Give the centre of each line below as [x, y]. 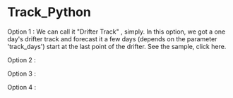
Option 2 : [22, 59]
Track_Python [49, 12]
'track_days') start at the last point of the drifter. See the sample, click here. [117, 46]
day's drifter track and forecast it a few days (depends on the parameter [112, 38]
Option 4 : [22, 87]
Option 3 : [22, 73]
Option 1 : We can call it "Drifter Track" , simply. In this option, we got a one [116, 31]
